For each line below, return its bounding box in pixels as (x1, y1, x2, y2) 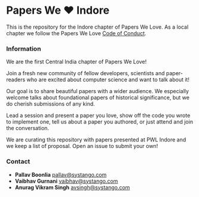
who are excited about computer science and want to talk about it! (26, 76, 190, 84)
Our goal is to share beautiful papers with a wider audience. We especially (6, 88, 189, 95)
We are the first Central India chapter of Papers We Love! (6, 58, 147, 66)
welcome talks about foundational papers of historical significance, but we (6, 94, 190, 101)
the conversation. (6, 125, 50, 132)
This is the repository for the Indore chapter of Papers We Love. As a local (6, 23, 189, 30)
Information (6, 44, 41, 53)
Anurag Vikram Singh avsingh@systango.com (14, 183, 130, 191)
